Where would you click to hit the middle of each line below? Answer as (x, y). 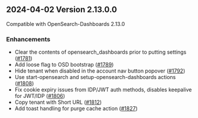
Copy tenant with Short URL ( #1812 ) (58, 102)
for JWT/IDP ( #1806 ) (40, 96)
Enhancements (28, 39)
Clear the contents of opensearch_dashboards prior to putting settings (100, 52)
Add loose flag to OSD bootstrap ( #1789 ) (64, 65)
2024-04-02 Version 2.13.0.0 (61, 10)
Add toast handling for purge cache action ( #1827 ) (76, 109)
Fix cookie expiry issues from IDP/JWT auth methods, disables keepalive (103, 90)
